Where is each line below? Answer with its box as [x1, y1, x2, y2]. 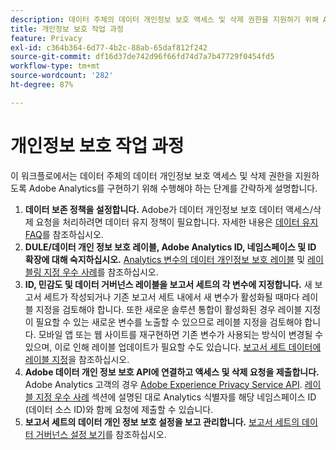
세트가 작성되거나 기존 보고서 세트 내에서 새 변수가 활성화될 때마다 [43, 291, 300, 303]
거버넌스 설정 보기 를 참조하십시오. [35, 428, 167, 440]
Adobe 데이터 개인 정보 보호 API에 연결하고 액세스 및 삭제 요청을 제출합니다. [24, 366, 320, 378]
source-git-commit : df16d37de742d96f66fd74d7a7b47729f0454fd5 [10, 52, 275, 62]
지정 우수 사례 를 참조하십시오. [43, 266, 159, 278]
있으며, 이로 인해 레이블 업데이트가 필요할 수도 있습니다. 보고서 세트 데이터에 [24, 341, 322, 353]
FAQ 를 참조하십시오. [24, 228, 104, 240]
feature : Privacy [10, 33, 83, 43]
